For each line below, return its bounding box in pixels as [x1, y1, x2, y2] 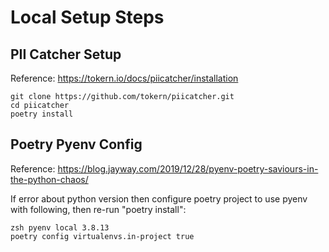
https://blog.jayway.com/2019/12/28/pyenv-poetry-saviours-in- [57, 162, 319, 175]
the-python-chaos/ [10, 173, 89, 185]
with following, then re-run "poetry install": [10, 203, 187, 215]
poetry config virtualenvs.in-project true [10, 231, 195, 241]
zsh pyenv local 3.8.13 [10, 222, 110, 233]
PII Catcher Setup [10, 46, 122, 63]
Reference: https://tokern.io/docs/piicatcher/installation [10, 72, 239, 84]
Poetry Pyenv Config [10, 136, 143, 153]
